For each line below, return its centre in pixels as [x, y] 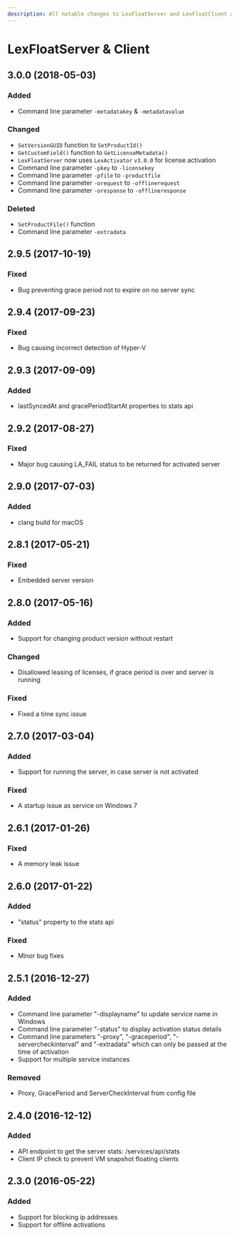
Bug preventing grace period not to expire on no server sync [106, 289]
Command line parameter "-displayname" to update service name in [118, 1013]
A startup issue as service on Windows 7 [77, 806]
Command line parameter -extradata [72, 232]
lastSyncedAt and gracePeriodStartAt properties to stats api [105, 406]
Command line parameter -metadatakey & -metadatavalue [101, 111]
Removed [24, 1077]
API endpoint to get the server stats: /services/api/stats [99, 1151]
